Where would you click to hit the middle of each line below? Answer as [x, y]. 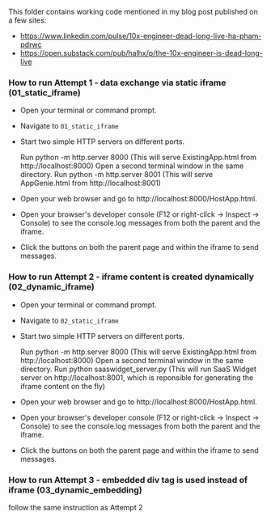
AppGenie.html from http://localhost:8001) [91, 183]
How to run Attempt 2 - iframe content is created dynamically [131, 277]
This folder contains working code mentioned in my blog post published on [133, 12]
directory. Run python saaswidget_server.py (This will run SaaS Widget [138, 369]
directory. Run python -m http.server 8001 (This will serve [116, 175]
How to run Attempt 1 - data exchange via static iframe [117, 82]
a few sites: [28, 20]
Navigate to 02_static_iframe [69, 320]
